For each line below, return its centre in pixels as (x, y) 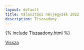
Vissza (12, 43)
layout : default (22, 10)
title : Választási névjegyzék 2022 (42, 14)
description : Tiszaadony (31, 19)
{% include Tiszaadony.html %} (38, 33)
